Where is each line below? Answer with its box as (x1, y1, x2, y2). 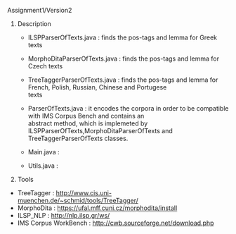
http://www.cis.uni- (55, 189, 112, 197)
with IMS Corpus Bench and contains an (27, 112, 145, 120)
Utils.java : (27, 161, 58, 170)
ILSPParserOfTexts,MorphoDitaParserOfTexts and (27, 127, 173, 135)
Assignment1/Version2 (7, 6, 72, 14)
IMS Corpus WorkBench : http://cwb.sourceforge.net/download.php (17, 218, 214, 227)
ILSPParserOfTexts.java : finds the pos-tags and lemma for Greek (27, 33, 218, 42)
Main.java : (27, 148, 60, 156)
